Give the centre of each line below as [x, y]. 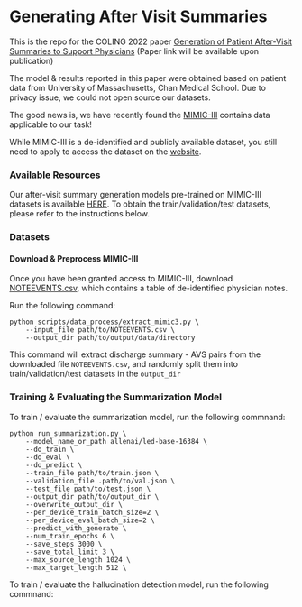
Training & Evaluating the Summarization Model [116, 397]
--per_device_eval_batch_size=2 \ [90, 520]
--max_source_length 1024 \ [78, 560]
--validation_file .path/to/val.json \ [101, 481]
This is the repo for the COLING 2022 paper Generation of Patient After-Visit [151, 41]
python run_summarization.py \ [68, 433]
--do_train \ [50, 449]
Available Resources [55, 175]
